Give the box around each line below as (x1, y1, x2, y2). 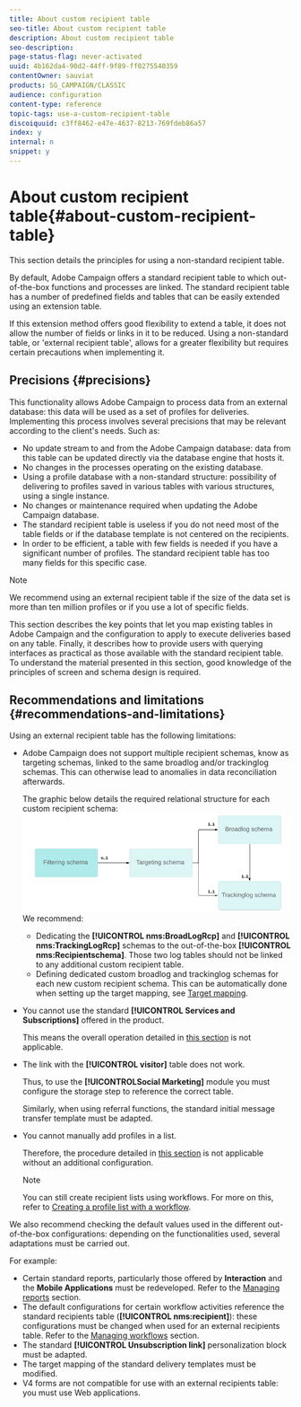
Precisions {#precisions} (9, 373, 151, 388)
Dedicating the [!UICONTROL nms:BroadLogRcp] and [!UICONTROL (35, 930, 290, 942)
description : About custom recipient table (9, 33, 175, 42)
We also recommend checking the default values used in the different (9, 1219, 266, 1230)
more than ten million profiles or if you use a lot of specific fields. (9, 602, 249, 612)
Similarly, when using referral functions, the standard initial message (21, 1104, 276, 1114)
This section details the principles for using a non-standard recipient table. (9, 254, 285, 265)
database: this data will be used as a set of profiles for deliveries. (9, 406, 250, 417)
